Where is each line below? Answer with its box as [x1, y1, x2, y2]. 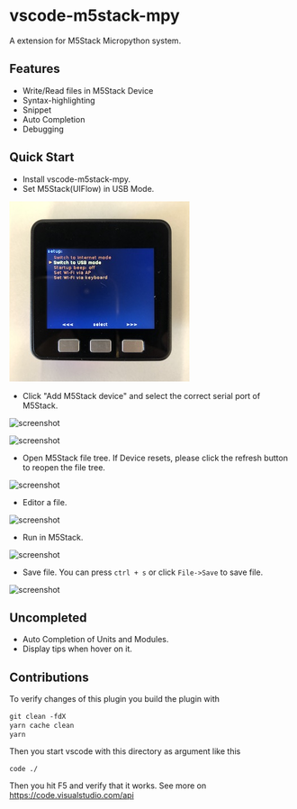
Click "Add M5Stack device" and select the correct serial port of [22, 390, 261, 401]
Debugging [22, 123, 65, 134]
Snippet [22, 105, 52, 115]
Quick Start [9, 150, 75, 165]
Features [9, 61, 60, 77]
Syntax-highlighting [22, 95, 96, 105]
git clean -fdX [9, 713, 67, 722]
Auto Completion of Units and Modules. [22, 634, 169, 645]
